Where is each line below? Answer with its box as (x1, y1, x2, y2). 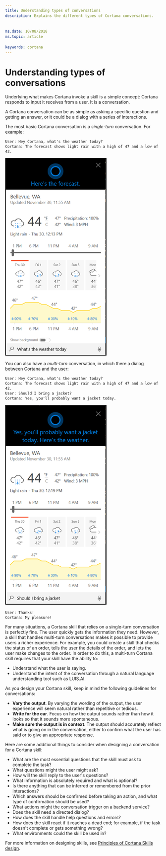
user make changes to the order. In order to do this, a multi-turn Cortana (5, 650, 153, 656)
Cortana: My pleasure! (5, 615, 52, 620)
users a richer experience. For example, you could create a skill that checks (5, 639, 160, 645)
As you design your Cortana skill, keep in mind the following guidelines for (5, 685, 157, 691)
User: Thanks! (5, 610, 35, 615)
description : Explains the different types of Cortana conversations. (5, 13, 154, 18)
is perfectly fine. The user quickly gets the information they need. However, (5, 629, 160, 635)
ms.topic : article (5, 34, 43, 39)
